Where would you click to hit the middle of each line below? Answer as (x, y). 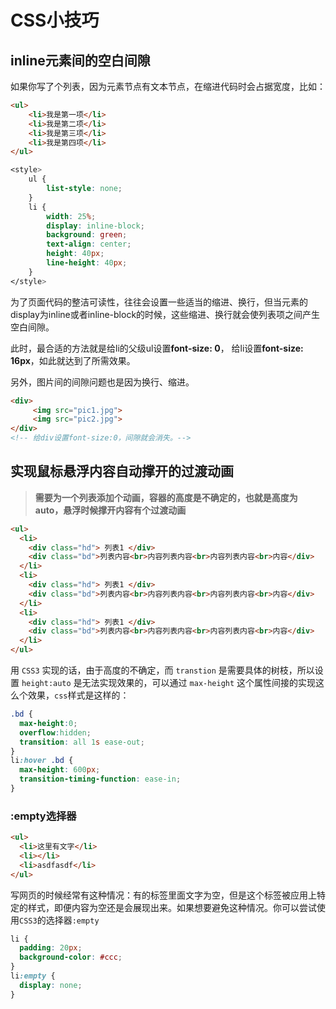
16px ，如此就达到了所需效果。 (73, 360)
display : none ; (51, 985)
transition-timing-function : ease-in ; (100, 779)
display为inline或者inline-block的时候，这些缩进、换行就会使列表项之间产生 (165, 314)
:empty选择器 (43, 816)
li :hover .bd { (42, 761)
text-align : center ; (89, 244)
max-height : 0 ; (48, 723)
